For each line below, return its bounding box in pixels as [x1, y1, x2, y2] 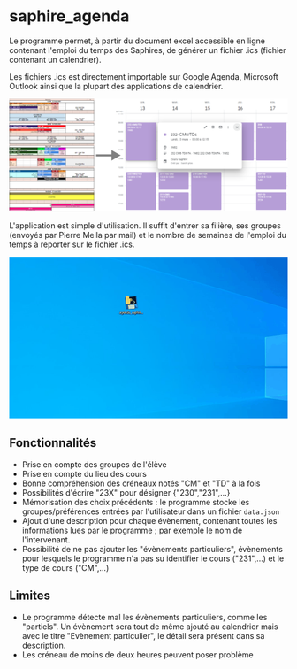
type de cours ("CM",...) [21, 562, 110, 573]
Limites [9, 588, 51, 604]
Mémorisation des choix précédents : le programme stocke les [21, 496, 250, 507]
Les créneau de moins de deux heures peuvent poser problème [21, 649, 254, 660]
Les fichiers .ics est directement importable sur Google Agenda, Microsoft [9, 71, 278, 81]
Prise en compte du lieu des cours [21, 468, 148, 479]
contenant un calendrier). [9, 54, 102, 65]
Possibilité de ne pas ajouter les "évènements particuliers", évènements [21, 543, 283, 554]
